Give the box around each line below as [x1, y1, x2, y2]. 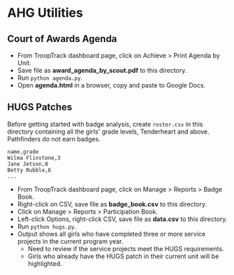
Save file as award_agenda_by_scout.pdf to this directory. [17, 66, 187, 74]
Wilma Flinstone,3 [7, 154, 61, 162]
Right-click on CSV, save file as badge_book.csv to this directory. [17, 199, 207, 208]
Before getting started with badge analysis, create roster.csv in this [7, 120, 203, 128]
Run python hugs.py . [17, 222, 77, 230]
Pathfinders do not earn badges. [7, 134, 101, 143]
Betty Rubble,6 [7, 167, 52, 174]
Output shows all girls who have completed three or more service [17, 230, 206, 238]
